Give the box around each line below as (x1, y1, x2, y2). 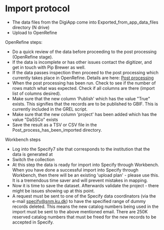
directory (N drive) (12, 24, 50, 30)
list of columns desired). (12, 90, 61, 96)
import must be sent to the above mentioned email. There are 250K (12, 208, 148, 214)
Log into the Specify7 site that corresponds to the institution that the (12, 146, 150, 152)
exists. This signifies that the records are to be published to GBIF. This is (12, 101, 158, 107)
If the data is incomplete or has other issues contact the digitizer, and (12, 59, 152, 65)
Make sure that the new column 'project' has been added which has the (12, 111, 157, 117)
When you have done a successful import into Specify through (12, 167, 139, 172)
